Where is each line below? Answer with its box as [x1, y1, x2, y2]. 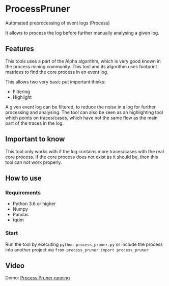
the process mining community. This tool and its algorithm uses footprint [5, 63, 157, 69]
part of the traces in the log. [5, 120, 64, 126]
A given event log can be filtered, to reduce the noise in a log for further [5, 104, 156, 110]
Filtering [12, 89, 31, 95]
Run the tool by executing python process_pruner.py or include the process [5, 241, 163, 247]
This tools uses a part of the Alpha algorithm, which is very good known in [5, 58, 161, 64]
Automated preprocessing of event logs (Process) [5, 20, 110, 26]
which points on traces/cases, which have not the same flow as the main [5, 115, 158, 121]
